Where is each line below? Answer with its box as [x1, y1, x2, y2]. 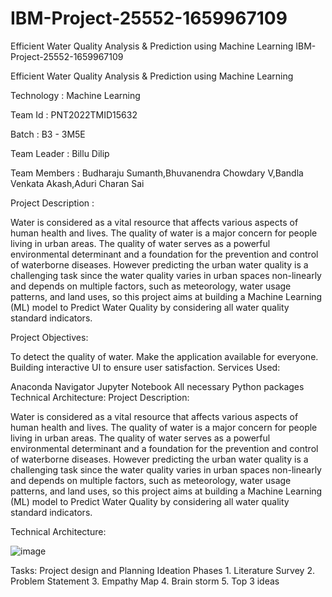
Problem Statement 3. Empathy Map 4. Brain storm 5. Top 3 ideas [10, 575, 280, 587]
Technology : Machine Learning [10, 89, 141, 101]
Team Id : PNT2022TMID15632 [10, 108, 138, 121]
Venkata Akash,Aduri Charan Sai [10, 177, 145, 189]
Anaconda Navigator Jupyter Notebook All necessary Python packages [10, 380, 305, 392]
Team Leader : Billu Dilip [10, 147, 110, 159]
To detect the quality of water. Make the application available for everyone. [10, 350, 319, 362]
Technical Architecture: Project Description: [10, 391, 190, 403]
